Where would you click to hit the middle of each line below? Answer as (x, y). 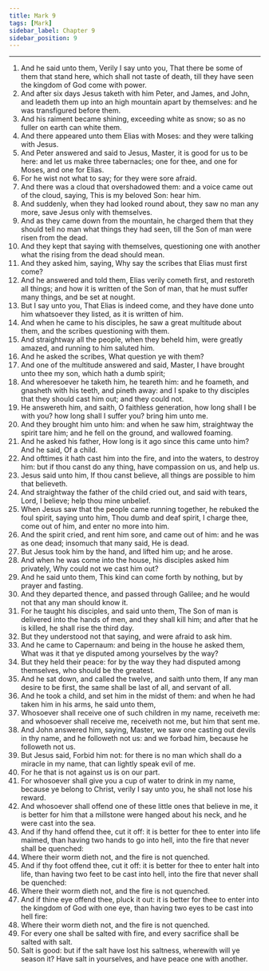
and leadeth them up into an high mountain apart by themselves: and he (139, 102)
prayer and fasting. (51, 586)
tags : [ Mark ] (31, 23)
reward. (33, 798)
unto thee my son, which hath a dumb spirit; (93, 374)
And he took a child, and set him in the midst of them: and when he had (138, 696)
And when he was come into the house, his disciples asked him (125, 561)
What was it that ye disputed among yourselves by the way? (119, 654)
